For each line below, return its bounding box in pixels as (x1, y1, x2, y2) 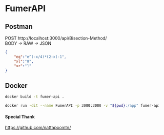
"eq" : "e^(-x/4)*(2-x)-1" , (14, 54, 67, 59)
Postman (5, 22, 33, 31)
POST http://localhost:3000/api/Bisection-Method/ (5, 35, 107, 41)
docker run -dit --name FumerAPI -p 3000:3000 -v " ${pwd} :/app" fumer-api (5, 103, 161, 108)
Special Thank (5, 114, 35, 119)
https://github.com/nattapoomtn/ (5, 125, 71, 131)
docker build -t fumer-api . (5, 95, 64, 99)
